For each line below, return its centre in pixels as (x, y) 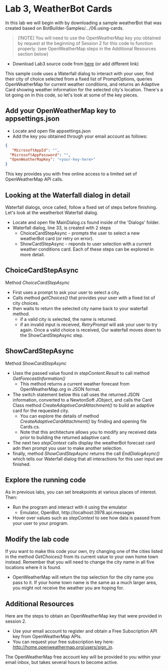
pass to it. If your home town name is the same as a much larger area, (85, 583)
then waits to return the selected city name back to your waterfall (80, 308)
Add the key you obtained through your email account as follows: (80, 136)
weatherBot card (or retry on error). (57, 238)
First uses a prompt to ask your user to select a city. (66, 292)
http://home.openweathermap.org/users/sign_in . (63, 647)
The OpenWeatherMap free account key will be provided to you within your (83, 657)
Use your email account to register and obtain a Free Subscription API (85, 631)
